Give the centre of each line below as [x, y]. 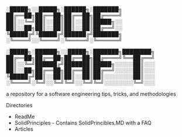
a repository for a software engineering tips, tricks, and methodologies [91, 94]
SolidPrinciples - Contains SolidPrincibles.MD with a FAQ [83, 123]
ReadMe [25, 117]
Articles [24, 129]
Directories [19, 105]
